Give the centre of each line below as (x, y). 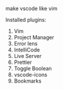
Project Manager (34, 37)
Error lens (26, 44)
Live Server (28, 56)
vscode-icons (31, 75)
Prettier (23, 62)
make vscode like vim (32, 8)
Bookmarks (28, 81)
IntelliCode (27, 50)
